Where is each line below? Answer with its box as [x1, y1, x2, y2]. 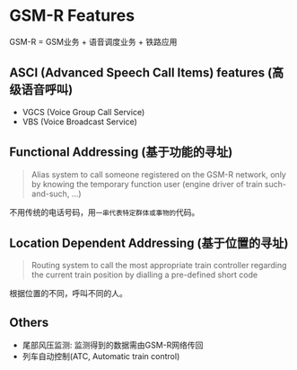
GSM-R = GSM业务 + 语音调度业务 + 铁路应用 [9, 36, 178, 47]
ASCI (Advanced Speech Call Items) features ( [9, 65, 273, 81]
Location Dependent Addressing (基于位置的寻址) [9, 235, 289, 250]
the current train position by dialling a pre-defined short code [31, 269, 258, 280]
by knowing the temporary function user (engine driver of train [31, 178, 263, 189]
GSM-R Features [9, 5, 135, 26]
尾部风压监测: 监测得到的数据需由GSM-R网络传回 [22, 339, 204, 351]
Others [9, 314, 49, 329]
